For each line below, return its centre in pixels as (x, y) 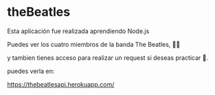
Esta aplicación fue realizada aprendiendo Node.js (78, 31)
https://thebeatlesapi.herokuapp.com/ (61, 84)
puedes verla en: (31, 71)
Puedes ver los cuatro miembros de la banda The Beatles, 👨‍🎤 (94, 44)
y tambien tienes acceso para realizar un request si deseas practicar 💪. (108, 57)
